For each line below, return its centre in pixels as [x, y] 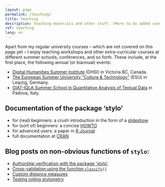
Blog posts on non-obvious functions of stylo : [77, 152]
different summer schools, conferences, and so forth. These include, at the [81, 57]
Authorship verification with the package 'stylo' [60, 163]
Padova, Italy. [26, 93]
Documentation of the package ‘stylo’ [64, 108]
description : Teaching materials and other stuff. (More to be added [78, 23]
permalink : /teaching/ [28, 14]
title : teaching [22, 19]
